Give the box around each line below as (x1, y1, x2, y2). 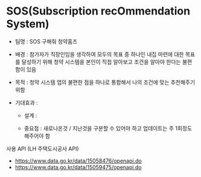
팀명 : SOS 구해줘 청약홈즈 (14, 37, 78, 45)
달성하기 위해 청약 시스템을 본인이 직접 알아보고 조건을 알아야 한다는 (21, 58, 181, 65)
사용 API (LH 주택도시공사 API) (6, 145, 80, 152)
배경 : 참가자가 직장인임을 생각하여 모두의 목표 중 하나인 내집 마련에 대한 (14, 50, 184, 58)
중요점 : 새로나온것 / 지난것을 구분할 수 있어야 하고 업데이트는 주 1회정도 (24, 124, 193, 132)
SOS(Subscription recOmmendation (6, 4, 191, 18)
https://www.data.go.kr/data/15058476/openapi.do (14, 157, 142, 164)
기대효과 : (14, 98, 38, 106)
